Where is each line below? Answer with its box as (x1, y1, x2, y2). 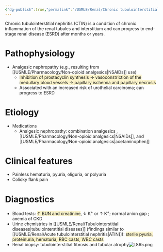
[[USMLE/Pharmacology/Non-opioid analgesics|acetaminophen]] (19, 138, 150, 144)
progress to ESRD (19, 90, 55, 95)
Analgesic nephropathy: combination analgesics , (19, 128, 118, 134)
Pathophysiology (5, 48, 75, 59)
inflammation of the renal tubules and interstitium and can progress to (5, 25, 145, 32)
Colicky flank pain (12, 177, 49, 182)
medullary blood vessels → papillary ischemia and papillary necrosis (19, 79, 156, 85)
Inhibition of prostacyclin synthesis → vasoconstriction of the (19, 74, 142, 80)
